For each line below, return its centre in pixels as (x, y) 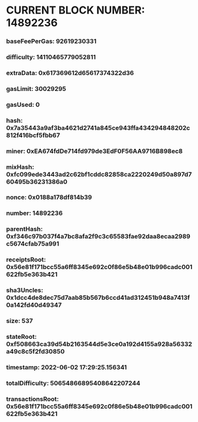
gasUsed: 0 (23, 104)
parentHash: (25, 229)
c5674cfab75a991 (33, 244)
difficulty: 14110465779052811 (51, 57)
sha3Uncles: (25, 290)
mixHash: (20, 167)
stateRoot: (22, 337)
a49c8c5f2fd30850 (35, 352)
